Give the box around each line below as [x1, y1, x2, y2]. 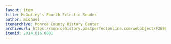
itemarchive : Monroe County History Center [5, 21, 99, 27]
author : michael [5, 17, 40, 22]
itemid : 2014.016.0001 [5, 31, 53, 36]
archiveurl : [5, 26, 31, 31]
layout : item [5, 7, 33, 13]
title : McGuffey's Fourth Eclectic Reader [5, 12, 97, 17]
